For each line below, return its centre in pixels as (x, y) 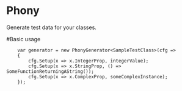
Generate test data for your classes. (51, 27)
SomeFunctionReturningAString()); (50, 71)
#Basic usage (24, 39)
